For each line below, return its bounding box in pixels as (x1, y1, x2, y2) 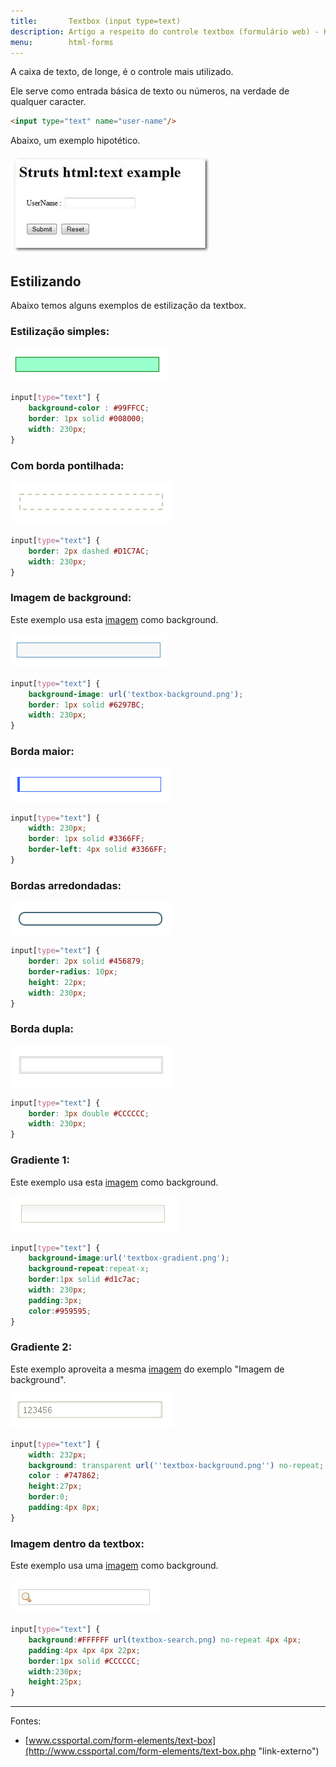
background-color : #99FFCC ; (28, 403, 150, 414)
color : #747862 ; (28, 1471, 101, 1481)
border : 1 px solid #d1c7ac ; (28, 1275, 141, 1285)
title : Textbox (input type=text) (10, 16, 182, 26)
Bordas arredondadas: (10, 878, 122, 892)
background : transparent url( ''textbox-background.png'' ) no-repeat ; (28, 1460, 325, 1470)
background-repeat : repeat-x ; (28, 1264, 150, 1274)
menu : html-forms (10, 37, 114, 47)
